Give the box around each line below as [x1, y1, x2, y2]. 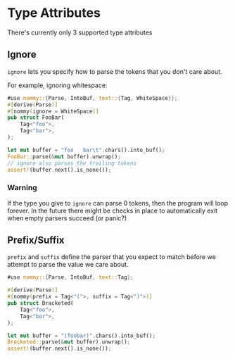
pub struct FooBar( [7, 114, 65, 121]
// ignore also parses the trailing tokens [7, 160, 137, 167]
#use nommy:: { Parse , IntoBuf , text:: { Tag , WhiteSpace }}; [7, 94, 178, 101]
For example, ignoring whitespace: [7, 81, 108, 89]
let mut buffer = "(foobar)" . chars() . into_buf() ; [7, 332, 156, 339]
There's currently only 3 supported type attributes [7, 28, 153, 37]
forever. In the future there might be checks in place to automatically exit [7, 206, 218, 215]
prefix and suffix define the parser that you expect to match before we [7, 253, 216, 261]
